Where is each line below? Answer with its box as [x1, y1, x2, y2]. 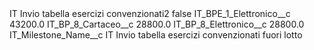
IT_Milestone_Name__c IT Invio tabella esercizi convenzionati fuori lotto [9, 29, 303, 41]
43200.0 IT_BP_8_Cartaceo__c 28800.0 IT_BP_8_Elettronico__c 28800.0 [9, 18, 305, 30]
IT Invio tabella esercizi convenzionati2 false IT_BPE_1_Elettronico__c [9, 8, 291, 19]
